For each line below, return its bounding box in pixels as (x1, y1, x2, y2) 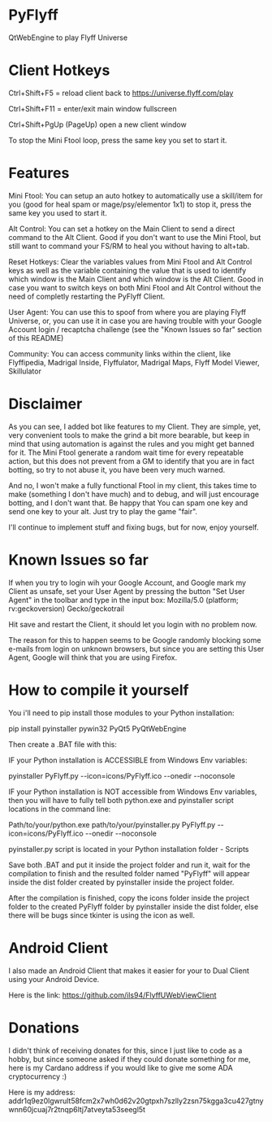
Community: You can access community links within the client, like (8, 348, 231, 359)
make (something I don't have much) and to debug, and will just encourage (8, 489, 260, 499)
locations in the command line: (8, 804, 111, 814)
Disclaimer (8, 395, 83, 413)
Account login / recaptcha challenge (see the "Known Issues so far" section (8, 324, 262, 334)
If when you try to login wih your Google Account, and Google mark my (8, 578, 246, 587)
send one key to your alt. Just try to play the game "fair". (8, 506, 197, 516)
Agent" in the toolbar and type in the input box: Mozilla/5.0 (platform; (8, 595, 239, 605)
